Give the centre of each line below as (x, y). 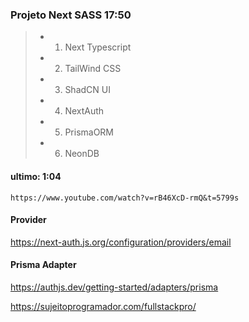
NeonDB (82, 154)
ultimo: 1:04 (36, 176)
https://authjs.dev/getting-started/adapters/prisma (114, 287)
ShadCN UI (87, 90)
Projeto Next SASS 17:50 (71, 15)
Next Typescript (98, 47)
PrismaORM (89, 132)
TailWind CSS (93, 69)
